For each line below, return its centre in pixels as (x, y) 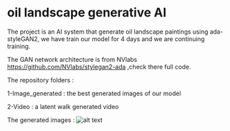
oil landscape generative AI (87, 13)
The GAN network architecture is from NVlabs (72, 59)
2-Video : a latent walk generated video (63, 106)
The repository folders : (41, 80)
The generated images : (41, 120)
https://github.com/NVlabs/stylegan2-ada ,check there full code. (99, 67)
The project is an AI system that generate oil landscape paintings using (108, 32)
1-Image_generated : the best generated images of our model (94, 93)
